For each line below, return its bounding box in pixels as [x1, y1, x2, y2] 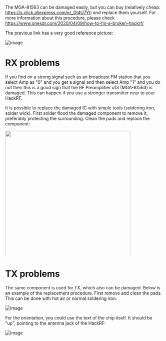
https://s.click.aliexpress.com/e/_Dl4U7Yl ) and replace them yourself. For [5, 10, 156, 16]
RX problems [5, 57, 60, 69]
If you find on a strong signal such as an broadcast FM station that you [5, 74, 151, 80]
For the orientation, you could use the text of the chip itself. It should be [5, 314, 152, 320]
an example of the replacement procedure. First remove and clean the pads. [5, 290, 162, 296]
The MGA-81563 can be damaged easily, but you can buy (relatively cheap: [5, 5, 161, 10]
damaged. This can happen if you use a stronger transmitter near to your [5, 90, 155, 96]
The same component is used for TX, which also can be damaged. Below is [5, 284, 160, 290]
